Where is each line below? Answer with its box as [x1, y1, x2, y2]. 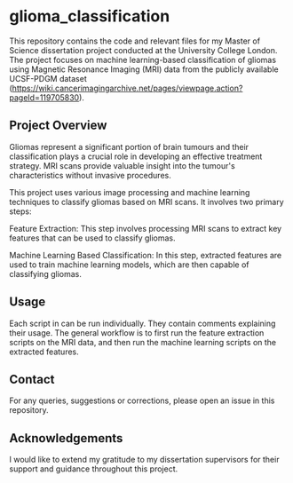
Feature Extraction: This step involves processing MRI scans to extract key [9, 223, 282, 234]
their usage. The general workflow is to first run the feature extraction [9, 327, 265, 338]
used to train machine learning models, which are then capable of [9, 259, 250, 270]
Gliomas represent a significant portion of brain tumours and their [9, 141, 249, 152]
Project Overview [9, 118, 107, 133]
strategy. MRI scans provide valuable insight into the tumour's [9, 160, 235, 170]
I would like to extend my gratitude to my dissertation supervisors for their [9, 455, 280, 465]
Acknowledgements [9, 431, 123, 446]
